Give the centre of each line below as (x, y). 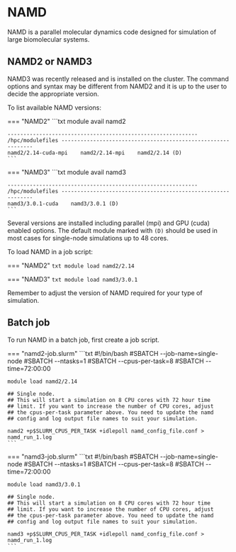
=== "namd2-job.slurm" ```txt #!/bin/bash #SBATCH (83, 353)
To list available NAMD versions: (54, 108)
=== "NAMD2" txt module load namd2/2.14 (71, 265)
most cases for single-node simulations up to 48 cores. (88, 238)
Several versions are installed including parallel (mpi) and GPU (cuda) (109, 223)
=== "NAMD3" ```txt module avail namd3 (67, 172)
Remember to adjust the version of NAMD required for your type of (105, 293)
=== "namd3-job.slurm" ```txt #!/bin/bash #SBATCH (83, 456)
